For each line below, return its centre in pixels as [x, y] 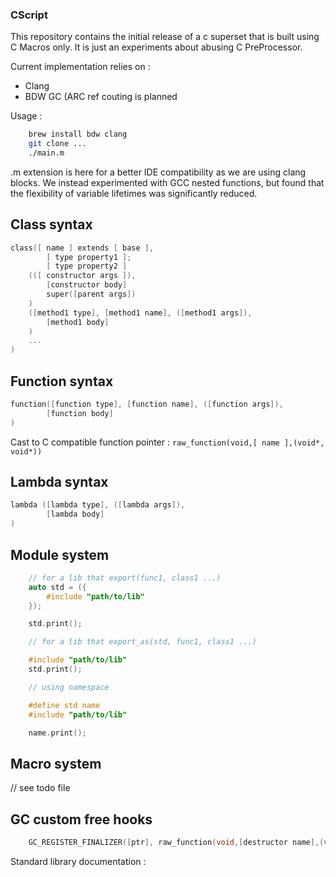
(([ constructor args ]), [82, 276]
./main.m [46, 153]
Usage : [26, 116]
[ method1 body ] [78, 322]
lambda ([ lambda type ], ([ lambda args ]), [98, 505]
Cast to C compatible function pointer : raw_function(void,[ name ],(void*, [167, 442]
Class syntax [51, 224]
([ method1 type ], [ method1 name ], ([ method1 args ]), [140, 313]
